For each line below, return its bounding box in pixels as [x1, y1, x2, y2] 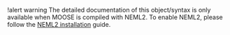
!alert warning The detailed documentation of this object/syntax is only [7, 6, 211, 14]
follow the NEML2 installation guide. [7, 21, 111, 28]
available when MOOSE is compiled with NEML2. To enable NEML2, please [7, 13, 223, 21]
